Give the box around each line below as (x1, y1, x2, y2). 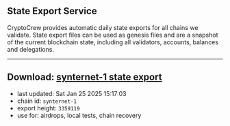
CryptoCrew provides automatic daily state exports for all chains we (7, 23, 199, 31)
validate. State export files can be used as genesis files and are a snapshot (7, 31, 218, 39)
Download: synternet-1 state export (7, 72, 162, 83)
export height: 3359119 (16, 104, 80, 112)
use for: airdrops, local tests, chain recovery (16, 111, 142, 119)
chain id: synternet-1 (16, 97, 77, 105)
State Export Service (7, 5, 97, 17)
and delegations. (7, 45, 55, 53)
